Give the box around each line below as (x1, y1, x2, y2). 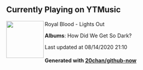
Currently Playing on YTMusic (6, 5, 121, 15)
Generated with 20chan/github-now (44, 57, 137, 64)
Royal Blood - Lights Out (44, 20, 105, 27)
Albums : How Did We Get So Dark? (44, 32, 132, 39)
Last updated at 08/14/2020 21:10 (44, 43, 127, 50)
